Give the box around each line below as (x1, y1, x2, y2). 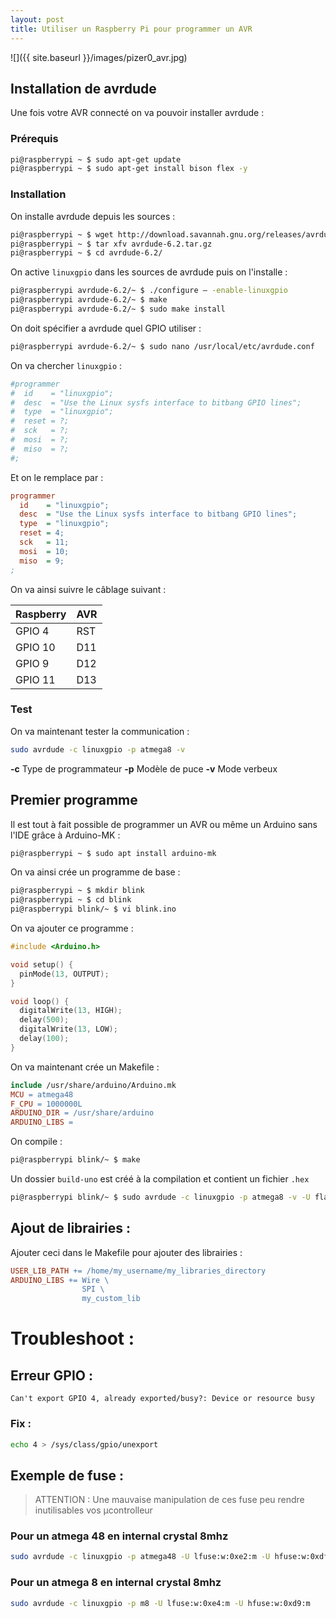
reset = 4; (19, 528, 65, 538)
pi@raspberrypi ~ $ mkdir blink (10, 886, 145, 896)
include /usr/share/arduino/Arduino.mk (10, 1080, 177, 1090)
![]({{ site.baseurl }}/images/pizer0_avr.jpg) (10, 51, 188, 63)
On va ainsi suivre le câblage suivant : (10, 583, 167, 595)
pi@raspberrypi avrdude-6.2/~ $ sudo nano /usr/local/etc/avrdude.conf (10, 341, 315, 351)
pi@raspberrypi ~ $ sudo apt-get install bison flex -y (10, 164, 248, 174)
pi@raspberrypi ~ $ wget (10, 229, 114, 240)
